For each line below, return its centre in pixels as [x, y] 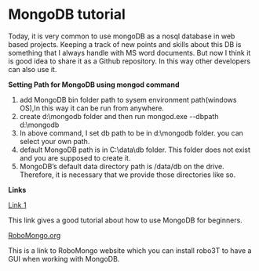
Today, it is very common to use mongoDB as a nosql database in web [122, 36]
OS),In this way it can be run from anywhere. [92, 108]
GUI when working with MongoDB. [64, 258]
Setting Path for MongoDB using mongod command [94, 85]
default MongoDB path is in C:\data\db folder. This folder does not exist [135, 150]
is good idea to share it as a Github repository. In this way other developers [129, 61]
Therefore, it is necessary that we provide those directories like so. [128, 175]
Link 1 [17, 204]
